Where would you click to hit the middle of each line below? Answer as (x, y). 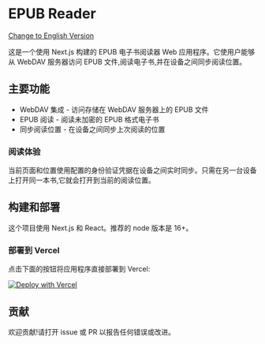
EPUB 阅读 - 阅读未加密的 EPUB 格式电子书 (89, 119)
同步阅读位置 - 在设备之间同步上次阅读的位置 (92, 129)
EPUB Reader (52, 14)
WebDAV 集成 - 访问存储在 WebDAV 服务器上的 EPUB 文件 (114, 109)
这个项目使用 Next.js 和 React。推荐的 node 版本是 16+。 (101, 228)
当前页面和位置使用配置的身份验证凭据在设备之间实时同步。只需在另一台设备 (132, 170)
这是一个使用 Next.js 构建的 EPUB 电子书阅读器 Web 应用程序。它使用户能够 (132, 51)
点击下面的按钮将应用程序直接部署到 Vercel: (79, 269)
